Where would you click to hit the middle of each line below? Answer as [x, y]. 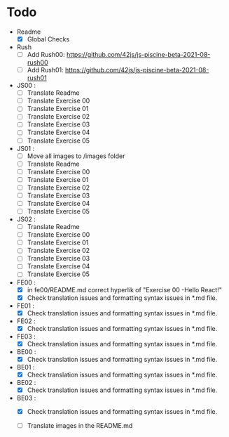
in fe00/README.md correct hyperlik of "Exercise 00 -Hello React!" [124, 289]
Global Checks [48, 39]
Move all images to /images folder [76, 156]
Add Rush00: [46, 54]
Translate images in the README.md [80, 426]
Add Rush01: [45, 70]
